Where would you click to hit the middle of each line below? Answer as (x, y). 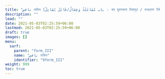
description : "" (22, 14)
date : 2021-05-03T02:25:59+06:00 (39, 23)
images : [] (16, 37)
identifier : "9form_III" (39, 60)
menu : (11, 42)
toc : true (15, 69)
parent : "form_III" (34, 51)
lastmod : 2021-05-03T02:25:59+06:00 (42, 28)
